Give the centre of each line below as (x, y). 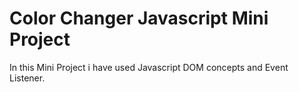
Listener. (27, 78)
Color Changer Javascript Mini (139, 18)
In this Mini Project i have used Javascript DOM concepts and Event (149, 67)
